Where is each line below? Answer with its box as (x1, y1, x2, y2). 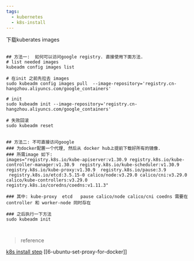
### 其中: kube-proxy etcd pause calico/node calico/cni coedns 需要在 (6, 194, 189, 200)
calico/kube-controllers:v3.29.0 (6, 177, 88, 183)
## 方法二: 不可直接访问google (6, 139, 74, 145)
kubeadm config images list (6, 64, 75, 70)
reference (20, 237, 45, 244)
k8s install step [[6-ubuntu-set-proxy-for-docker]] (6, 248, 127, 255)
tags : (6, 8, 19, 15)
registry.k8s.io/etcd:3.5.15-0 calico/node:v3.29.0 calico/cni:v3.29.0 (8, 172, 188, 178)
